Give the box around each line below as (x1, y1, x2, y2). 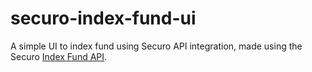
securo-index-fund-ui (10, 7, 197, 30)
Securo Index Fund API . (10, 50, 108, 62)
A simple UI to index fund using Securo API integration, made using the (10, 40, 303, 52)
